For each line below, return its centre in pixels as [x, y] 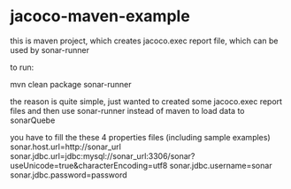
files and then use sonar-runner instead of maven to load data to [127, 110]
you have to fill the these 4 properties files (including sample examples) [140, 137]
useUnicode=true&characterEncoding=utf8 [89, 165]
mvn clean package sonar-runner [71, 84]
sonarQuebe [33, 120]
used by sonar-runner [50, 49]
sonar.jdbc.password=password [69, 175]
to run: [22, 67]
